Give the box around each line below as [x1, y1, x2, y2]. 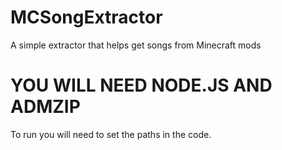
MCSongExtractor [10, 6, 163, 29]
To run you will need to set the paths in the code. [10, 128, 212, 140]
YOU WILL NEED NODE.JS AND [10, 74, 273, 97]
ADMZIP [10, 96, 81, 118]
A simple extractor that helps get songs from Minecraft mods [10, 39, 262, 51]
